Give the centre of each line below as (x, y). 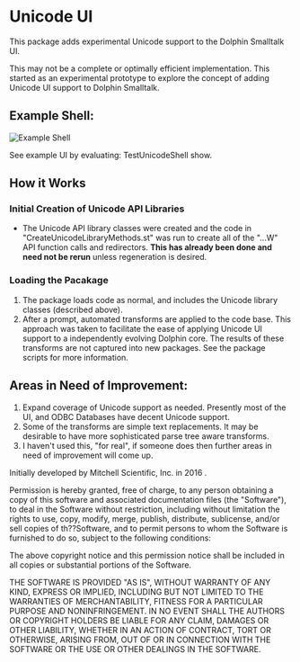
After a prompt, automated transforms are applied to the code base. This (157, 319)
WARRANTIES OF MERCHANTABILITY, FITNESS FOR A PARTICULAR (136, 601)
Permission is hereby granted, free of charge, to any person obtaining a (141, 490)
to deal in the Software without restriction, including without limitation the (145, 509)
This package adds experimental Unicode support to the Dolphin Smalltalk (147, 41)
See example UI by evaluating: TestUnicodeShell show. (111, 155)
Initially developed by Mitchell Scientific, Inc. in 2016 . (108, 472)
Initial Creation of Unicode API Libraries (97, 209)
